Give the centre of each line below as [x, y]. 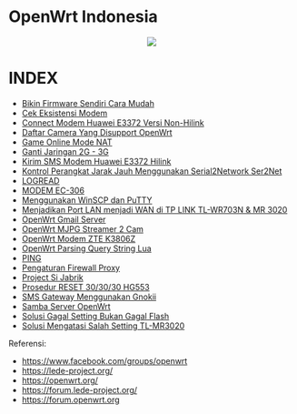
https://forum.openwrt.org [70, 399]
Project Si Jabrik [52, 277]
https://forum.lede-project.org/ [79, 389]
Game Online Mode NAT [67, 142]
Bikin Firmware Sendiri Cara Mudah [88, 103]
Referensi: [28, 343]
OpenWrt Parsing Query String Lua [86, 248]
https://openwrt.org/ [60, 380]
